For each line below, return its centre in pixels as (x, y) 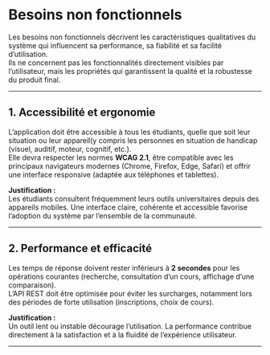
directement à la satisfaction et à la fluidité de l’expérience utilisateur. (123, 334)
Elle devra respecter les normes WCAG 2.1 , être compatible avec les (121, 157)
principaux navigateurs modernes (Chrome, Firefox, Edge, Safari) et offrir (130, 165)
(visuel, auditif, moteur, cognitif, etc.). (70, 149)
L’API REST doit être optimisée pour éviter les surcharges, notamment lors (131, 293)
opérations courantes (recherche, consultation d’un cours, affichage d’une (131, 276)
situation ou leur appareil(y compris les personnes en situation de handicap (133, 140)
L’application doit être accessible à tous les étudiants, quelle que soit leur (129, 132)
